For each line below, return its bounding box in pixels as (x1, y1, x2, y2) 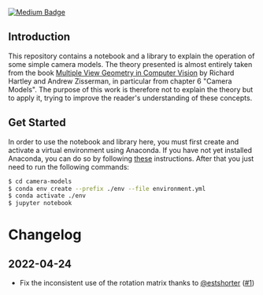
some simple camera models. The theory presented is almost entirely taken (8, 59, 253, 69)
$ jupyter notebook (8, 200, 72, 207)
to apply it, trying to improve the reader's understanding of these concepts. (8, 93, 253, 103)
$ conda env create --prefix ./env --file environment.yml (8, 185, 206, 192)
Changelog (8, 226, 82, 244)
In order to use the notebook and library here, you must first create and (8, 136, 239, 146)
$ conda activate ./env (8, 192, 87, 200)
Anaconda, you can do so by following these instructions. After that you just (8, 154, 254, 163)
